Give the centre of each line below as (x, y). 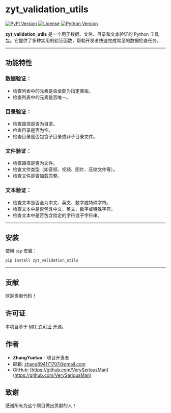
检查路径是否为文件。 (35, 163)
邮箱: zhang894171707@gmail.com (49, 364)
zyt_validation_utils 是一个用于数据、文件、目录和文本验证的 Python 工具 (82, 34)
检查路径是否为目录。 (35, 124)
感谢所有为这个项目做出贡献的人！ (41, 406)
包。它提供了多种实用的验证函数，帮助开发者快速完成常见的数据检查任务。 (83, 40)
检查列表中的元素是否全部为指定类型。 (53, 91)
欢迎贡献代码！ (21, 296)
